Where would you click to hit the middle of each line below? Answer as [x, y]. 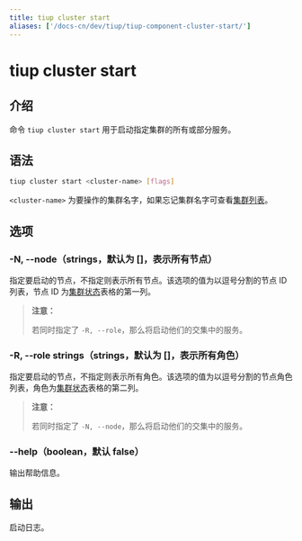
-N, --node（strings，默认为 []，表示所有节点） [113, 259]
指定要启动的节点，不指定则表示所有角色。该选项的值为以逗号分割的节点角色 [151, 377]
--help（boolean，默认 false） [77, 452]
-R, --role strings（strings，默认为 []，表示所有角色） [127, 355]
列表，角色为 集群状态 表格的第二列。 [76, 388]
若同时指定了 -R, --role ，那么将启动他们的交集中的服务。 [139, 329]
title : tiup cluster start [60, 18]
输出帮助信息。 [37, 473]
